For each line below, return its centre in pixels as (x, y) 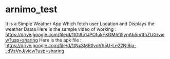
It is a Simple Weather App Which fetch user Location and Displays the (80, 24)
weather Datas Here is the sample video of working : (61, 29)
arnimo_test (31, 9)
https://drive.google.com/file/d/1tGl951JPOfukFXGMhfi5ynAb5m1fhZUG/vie (85, 34)
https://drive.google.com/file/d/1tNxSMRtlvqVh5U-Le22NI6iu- (71, 45)
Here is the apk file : (60, 40)
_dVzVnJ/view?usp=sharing (35, 51)
